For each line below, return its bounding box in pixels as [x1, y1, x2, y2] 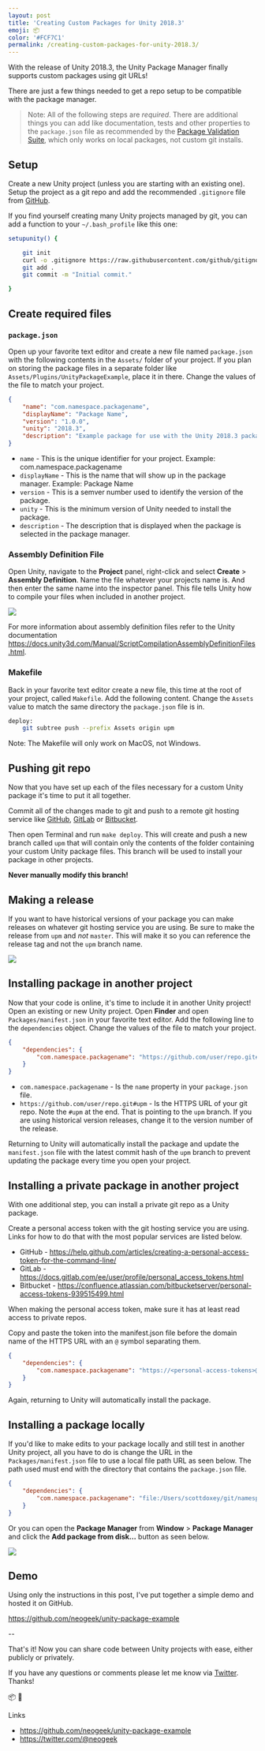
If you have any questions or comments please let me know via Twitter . [8, 1668, 239, 1678]
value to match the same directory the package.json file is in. [8, 702, 205, 711]
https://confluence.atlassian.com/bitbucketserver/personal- [58, 1280, 252, 1290]
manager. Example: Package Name [19, 479, 134, 488]
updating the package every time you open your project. [8, 1156, 192, 1165]
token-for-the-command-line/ [19, 1255, 117, 1265]
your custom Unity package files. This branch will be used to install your [8, 846, 243, 857]
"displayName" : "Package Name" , [22, 410, 129, 418]
